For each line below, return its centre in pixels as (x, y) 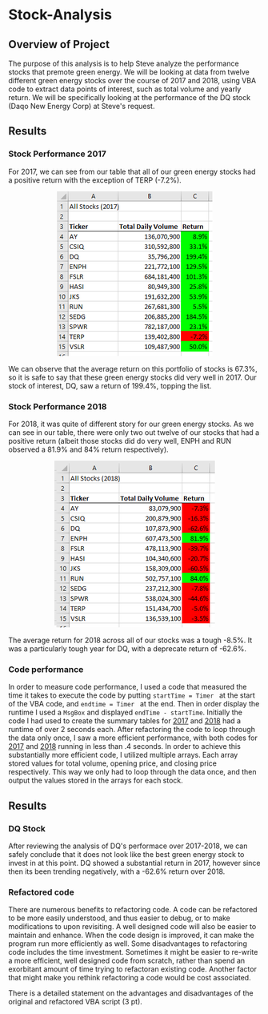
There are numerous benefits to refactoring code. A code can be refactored (133, 910)
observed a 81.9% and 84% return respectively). (89, 449)
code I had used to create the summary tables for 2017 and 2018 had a (125, 721)
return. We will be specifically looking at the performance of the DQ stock (129, 97)
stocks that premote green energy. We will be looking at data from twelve (129, 72)
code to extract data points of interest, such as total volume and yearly (125, 89)
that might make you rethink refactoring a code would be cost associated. (130, 978)
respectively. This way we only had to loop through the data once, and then (132, 772)
